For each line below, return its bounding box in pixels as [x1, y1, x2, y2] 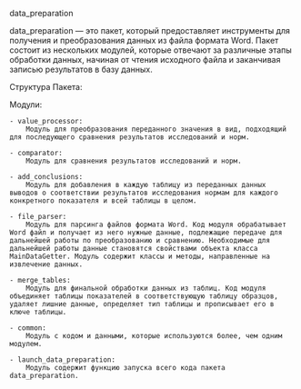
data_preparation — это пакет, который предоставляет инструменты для [9, 25, 291, 35]
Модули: [9, 99, 43, 110]
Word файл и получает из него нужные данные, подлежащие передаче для [9, 228, 283, 237]
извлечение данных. [9, 260, 84, 269]
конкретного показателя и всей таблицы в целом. [9, 196, 197, 205]
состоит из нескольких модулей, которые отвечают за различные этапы [9, 45, 293, 55]
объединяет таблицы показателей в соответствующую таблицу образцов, [9, 292, 279, 301]
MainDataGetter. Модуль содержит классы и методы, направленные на [9, 252, 271, 261]
